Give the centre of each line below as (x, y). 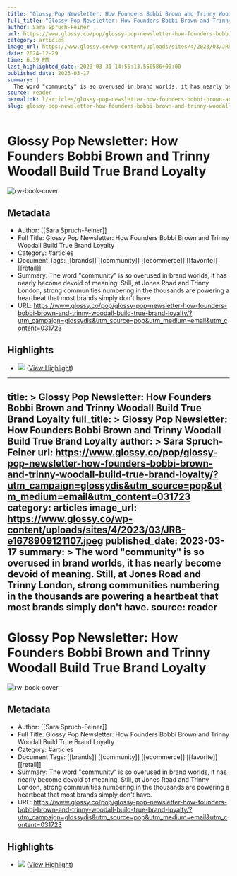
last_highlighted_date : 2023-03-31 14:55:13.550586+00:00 (94, 67)
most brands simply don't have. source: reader (112, 607)
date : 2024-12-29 (33, 54)
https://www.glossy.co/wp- (70, 519)
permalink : (23, 100)
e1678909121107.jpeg (55, 541)
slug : (15, 106)
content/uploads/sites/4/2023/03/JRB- (97, 529)
